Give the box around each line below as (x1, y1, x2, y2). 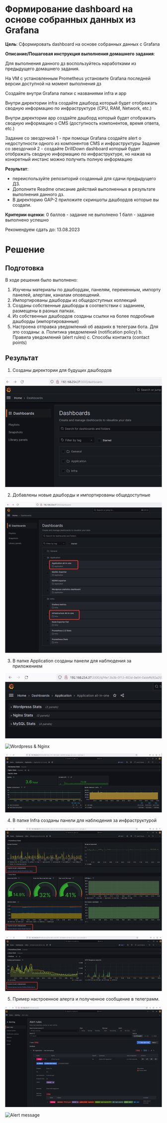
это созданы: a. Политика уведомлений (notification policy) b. (12, 329, 143, 335)
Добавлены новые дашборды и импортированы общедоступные (12, 492, 151, 498)
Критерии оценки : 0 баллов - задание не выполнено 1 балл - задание (5, 212, 155, 218)
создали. (12, 202, 31, 208)
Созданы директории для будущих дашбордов (12, 367, 112, 373)
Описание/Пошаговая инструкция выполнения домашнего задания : (5, 51, 155, 57)
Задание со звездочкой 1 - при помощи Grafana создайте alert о (5, 135, 142, 141)
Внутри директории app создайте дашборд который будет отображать (5, 114, 156, 120)
